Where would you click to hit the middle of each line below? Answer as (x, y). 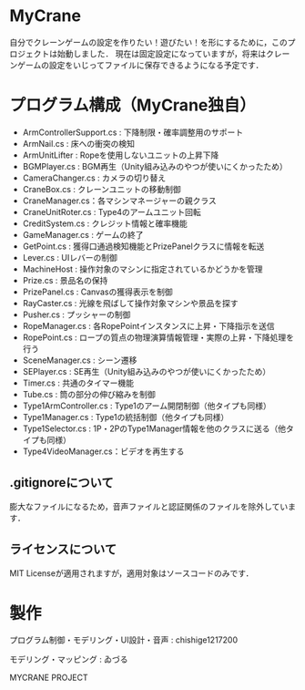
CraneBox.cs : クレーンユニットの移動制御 (102, 189)
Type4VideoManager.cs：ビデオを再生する (103, 451)
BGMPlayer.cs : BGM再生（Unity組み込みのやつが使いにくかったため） (155, 166)
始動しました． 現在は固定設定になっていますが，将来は (162, 53)
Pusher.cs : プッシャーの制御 (76, 314)
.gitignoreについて (61, 483)
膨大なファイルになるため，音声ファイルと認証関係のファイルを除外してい (149, 506)
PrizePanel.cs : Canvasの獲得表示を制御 (97, 292)
